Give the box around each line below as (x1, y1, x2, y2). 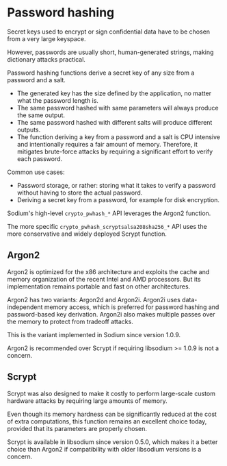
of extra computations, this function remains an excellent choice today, (7, 417, 207, 426)
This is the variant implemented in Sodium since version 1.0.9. (7, 330, 181, 339)
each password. (16, 154, 63, 162)
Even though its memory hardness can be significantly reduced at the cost (7, 410, 217, 418)
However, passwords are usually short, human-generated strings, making (7, 48, 214, 56)
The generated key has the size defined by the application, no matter (16, 89, 212, 97)
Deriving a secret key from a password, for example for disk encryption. (16, 195, 220, 204)
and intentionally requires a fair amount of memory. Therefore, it (16, 140, 198, 148)
